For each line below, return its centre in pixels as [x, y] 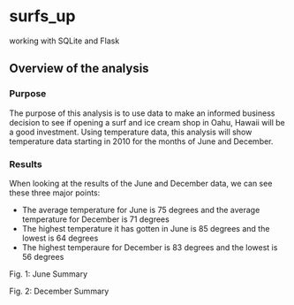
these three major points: [55, 193]
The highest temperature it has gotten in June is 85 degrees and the [146, 228]
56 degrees [43, 256]
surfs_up [42, 16]
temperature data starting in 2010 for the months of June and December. [141, 141]
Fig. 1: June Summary [49, 274]
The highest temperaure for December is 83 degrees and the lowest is [150, 247]
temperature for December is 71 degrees [95, 219]
